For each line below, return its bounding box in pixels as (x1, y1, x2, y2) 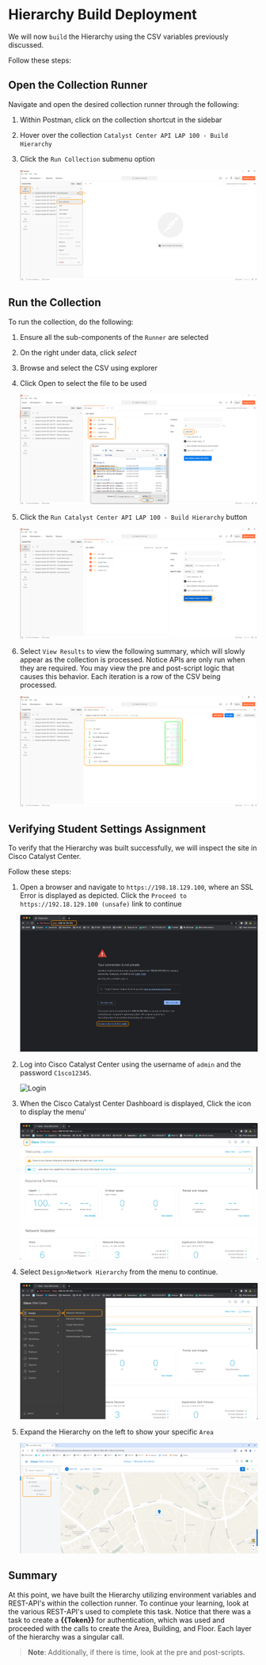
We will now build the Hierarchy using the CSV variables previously (8, 32, 229, 41)
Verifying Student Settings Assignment (8, 822, 206, 835)
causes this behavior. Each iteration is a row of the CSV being (19, 672, 221, 682)
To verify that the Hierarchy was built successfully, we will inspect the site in (8, 843, 257, 853)
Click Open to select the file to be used (19, 378, 147, 388)
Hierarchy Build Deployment (8, 6, 198, 24)
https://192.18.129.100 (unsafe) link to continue (19, 899, 182, 909)
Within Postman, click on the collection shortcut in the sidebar (19, 115, 222, 124)
